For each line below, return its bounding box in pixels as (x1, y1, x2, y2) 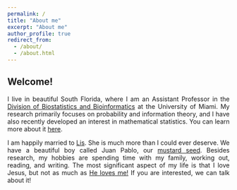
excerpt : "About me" (7, 23, 68, 30)
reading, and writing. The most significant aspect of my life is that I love (7, 160, 230, 170)
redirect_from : (7, 37, 52, 44)
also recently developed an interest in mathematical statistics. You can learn (7, 117, 230, 126)
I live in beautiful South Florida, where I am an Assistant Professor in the (7, 95, 230, 103)
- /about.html (13, 50, 55, 57)
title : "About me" (7, 17, 61, 24)
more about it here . (7, 124, 63, 133)
